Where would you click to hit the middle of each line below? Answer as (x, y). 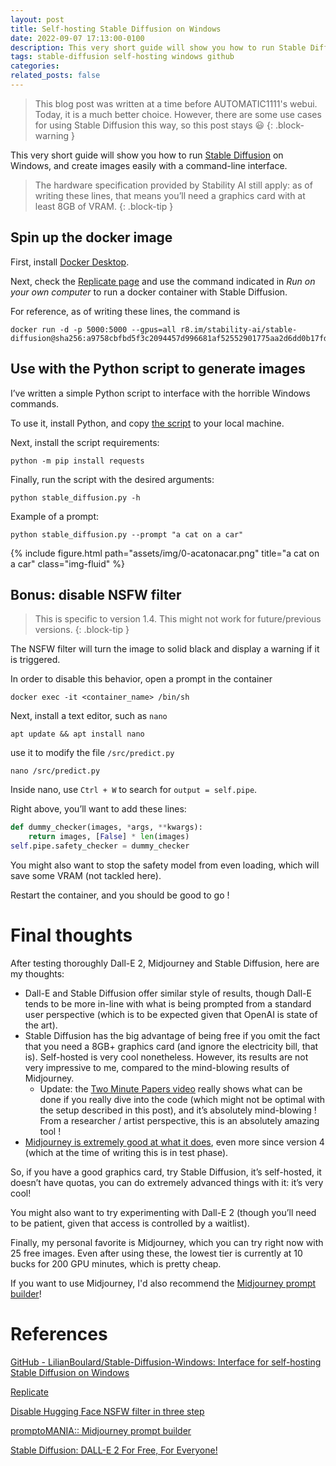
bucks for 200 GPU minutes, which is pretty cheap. (116, 1263)
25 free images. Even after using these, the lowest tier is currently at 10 (156, 1253)
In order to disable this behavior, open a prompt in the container (141, 679)
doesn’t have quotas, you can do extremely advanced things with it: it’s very (167, 1182)
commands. (35, 403)
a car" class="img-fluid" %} (68, 563)
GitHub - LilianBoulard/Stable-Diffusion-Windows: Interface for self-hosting (166, 1362)
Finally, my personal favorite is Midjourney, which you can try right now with (167, 1242)
